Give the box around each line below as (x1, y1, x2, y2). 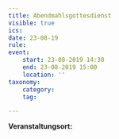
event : (8, 48, 30, 56)
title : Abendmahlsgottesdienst (8, 11, 112, 20)
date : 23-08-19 (8, 33, 59, 42)
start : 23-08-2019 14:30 (22, 56, 105, 64)
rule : (8, 41, 26, 49)
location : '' (22, 71, 66, 79)
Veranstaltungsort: (8, 122, 73, 131)
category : (22, 85, 56, 94)
